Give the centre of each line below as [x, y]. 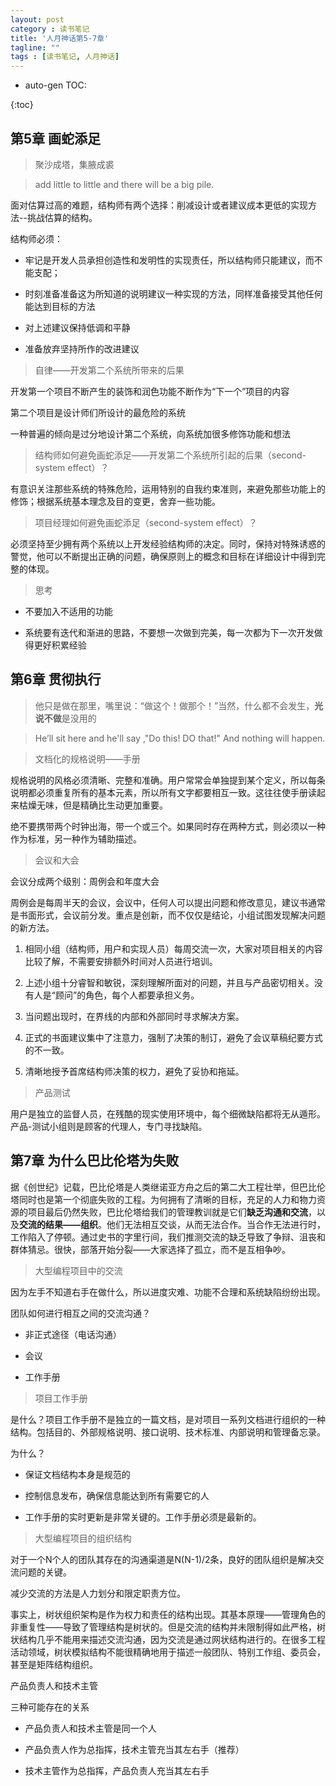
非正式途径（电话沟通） [73, 1334]
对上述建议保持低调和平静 [77, 327]
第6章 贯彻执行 [56, 679]
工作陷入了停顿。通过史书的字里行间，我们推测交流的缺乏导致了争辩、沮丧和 [168, 1237]
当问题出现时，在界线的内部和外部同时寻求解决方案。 [134, 1016]
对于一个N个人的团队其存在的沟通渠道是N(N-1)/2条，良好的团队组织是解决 [163, 1559]
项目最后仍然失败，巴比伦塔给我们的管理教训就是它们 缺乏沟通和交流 [167, 1212]
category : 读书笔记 [50, 29]
